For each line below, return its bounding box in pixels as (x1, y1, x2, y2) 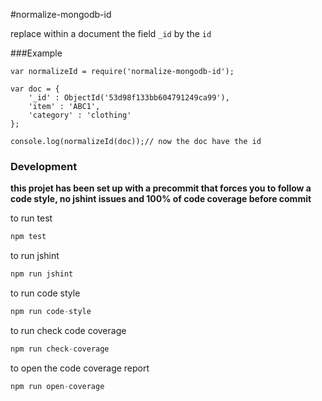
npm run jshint (10, 269, 74, 279)
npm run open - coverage (10, 381, 105, 391)
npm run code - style (10, 307, 92, 317)
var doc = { (10, 84, 60, 94)
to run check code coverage (10, 324, 127, 336)
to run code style (10, 287, 81, 299)
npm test (10, 232, 47, 242)
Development (10, 159, 78, 173)
